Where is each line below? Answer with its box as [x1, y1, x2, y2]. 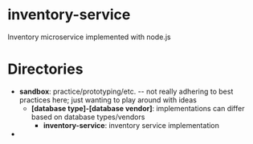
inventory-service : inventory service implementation [43, 120, 220, 130]
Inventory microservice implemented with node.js [7, 32, 171, 42]
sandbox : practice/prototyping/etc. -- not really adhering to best [18, 86, 234, 96]
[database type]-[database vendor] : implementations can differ [31, 103, 245, 113]
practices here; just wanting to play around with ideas [18, 94, 198, 105]
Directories [7, 60, 84, 78]
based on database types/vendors [31, 112, 145, 122]
